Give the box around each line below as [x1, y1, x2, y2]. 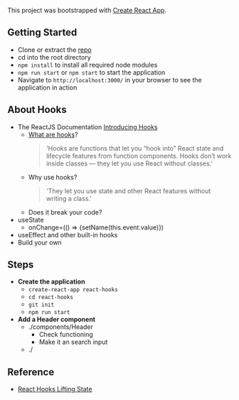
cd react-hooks [28, 294, 73, 301]
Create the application [17, 277, 85, 286]
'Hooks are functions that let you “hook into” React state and [46, 144, 224, 152]
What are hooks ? [28, 130, 78, 139]
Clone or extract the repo [17, 45, 92, 54]
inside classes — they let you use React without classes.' [46, 159, 213, 168]
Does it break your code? [28, 207, 102, 216]
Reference [7, 366, 55, 378]
